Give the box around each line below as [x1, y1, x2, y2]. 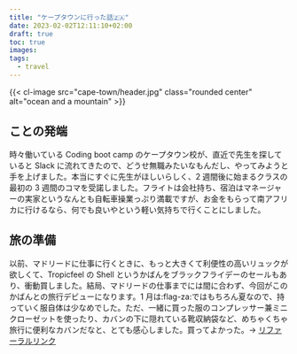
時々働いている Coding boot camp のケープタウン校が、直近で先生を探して [9, 149, 283, 159]
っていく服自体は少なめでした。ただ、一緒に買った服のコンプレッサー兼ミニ [9, 302, 288, 312]
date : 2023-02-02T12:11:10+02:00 [9, 21, 133, 30]
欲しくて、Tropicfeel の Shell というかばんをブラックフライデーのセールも [9, 269, 280, 280]
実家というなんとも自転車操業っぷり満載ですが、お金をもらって [24, 193, 258, 204]
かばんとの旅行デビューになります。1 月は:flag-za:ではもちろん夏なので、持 [9, 291, 285, 302]
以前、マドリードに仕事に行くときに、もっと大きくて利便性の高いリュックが [9, 258, 289, 268]
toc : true [9, 37, 46, 47]
